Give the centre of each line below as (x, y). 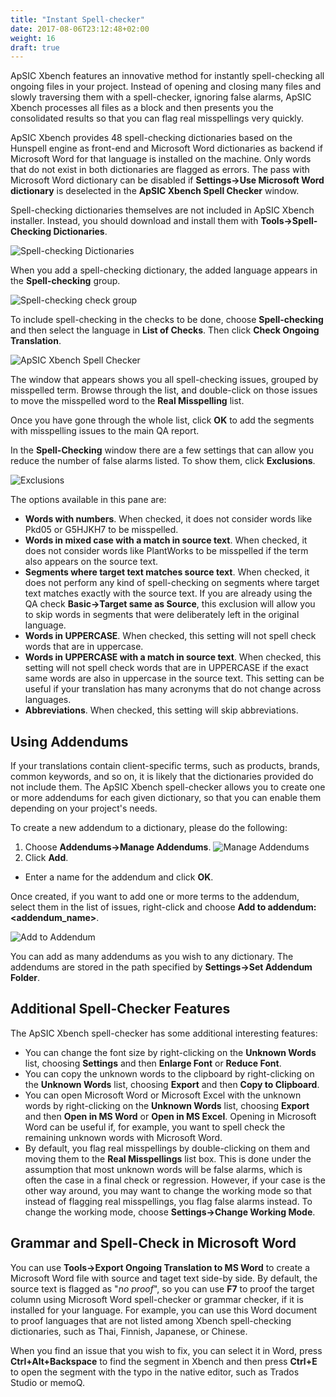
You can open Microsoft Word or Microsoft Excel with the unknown (163, 1095)
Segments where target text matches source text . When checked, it (167, 572)
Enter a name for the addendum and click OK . (119, 877)
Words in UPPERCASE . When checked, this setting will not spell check (170, 636)
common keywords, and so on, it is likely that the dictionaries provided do (162, 777)
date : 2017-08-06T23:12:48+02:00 (80, 29)
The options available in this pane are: (88, 500)
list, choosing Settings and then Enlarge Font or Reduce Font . (153, 1063)
